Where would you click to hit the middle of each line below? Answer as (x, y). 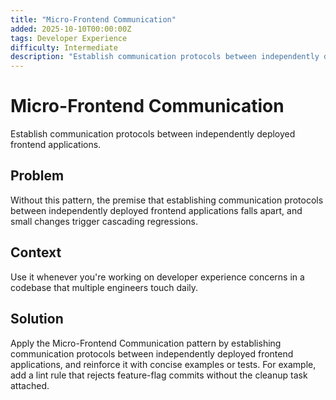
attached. (30, 385)
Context (36, 252)
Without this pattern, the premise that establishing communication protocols (167, 200)
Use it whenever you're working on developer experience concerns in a (157, 277)
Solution (37, 319)
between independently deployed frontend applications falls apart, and (156, 210)
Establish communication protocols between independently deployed (153, 134)
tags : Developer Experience (69, 38)
